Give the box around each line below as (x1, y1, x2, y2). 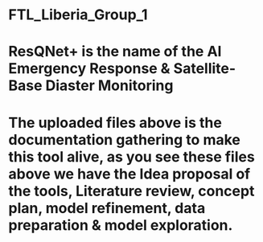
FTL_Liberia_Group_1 (8, 6, 148, 24)
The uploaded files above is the (8, 113, 223, 132)
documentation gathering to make (8, 130, 241, 149)
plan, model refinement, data (8, 199, 206, 217)
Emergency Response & (8, 59, 171, 78)
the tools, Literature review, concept (8, 182, 255, 200)
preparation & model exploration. (8, 215, 233, 234)
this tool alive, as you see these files (8, 147, 255, 166)
